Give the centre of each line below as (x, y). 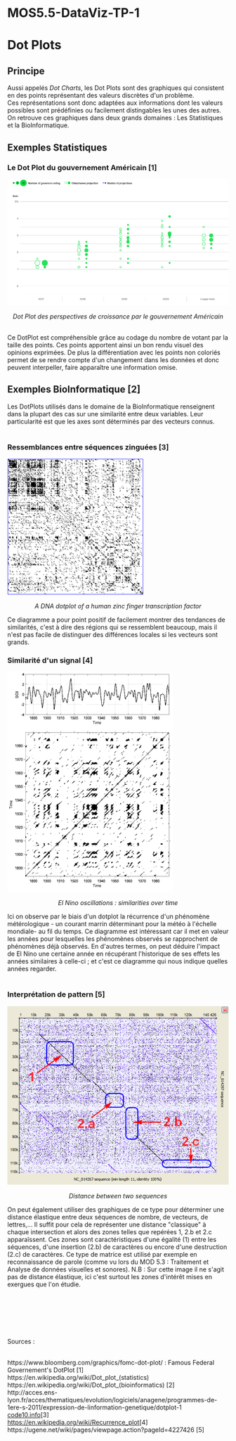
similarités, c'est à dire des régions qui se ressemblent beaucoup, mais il (112, 627)
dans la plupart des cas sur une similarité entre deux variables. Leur (105, 414)
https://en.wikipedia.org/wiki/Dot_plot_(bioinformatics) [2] (91, 1385)
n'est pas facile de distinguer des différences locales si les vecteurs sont (113, 635)
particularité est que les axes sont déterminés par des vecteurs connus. (111, 421)
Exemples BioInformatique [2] (74, 389)
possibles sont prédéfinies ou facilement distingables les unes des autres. (114, 110)
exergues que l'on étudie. (44, 1284)
